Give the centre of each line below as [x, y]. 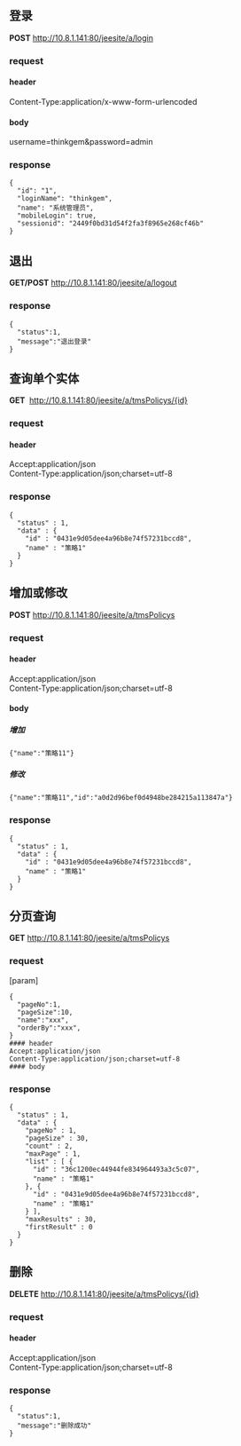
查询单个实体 [44, 379]
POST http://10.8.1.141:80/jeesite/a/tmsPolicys [92, 614]
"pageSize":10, [45, 1012]
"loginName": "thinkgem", [65, 199]
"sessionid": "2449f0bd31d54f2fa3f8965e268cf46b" [110, 224]
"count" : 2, [49, 1146]
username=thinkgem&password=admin [81, 142]
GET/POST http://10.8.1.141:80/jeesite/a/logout [93, 283]
